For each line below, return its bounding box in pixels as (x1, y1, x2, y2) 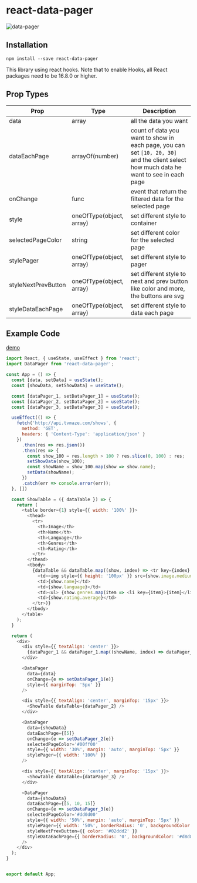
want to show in (130, 134, 174, 142)
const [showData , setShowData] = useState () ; (11, 382, 125, 388)
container (130, 219, 157, 227)
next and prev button (130, 277, 188, 285)
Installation (6, 40, 48, 50)
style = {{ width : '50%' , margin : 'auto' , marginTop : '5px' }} (27, 817, 180, 823)
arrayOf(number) (71, 152, 119, 160)
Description (142, 106, 176, 115)
